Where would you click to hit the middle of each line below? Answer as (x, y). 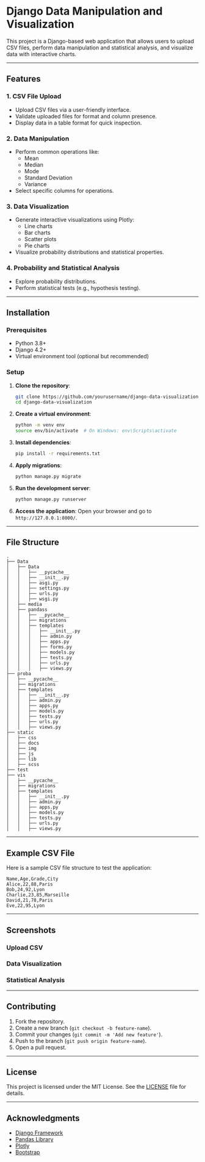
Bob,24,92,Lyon (26, 890)
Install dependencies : (43, 442)
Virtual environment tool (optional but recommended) (82, 356)
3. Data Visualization (38, 206)
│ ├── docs (23, 743)
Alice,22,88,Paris (30, 884)
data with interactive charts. (41, 54)
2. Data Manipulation (38, 139)
